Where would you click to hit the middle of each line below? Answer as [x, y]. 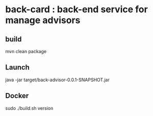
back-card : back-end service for [76, 9]
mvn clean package [26, 51]
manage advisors [43, 20]
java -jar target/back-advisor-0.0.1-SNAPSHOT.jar [57, 80]
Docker [17, 96]
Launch [17, 67]
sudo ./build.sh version [29, 108]
